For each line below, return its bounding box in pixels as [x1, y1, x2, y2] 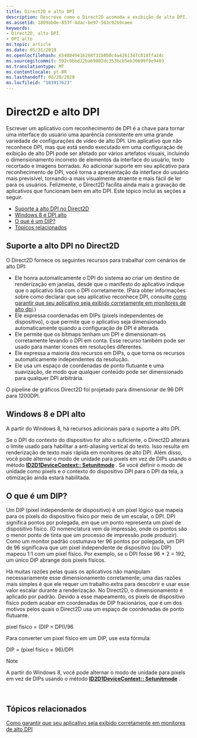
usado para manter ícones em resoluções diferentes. [14, 343, 143, 350]
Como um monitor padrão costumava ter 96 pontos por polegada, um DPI [6, 538, 185, 545]
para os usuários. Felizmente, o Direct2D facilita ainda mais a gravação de [6, 181, 186, 188]
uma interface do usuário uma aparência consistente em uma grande [6, 131, 173, 138]
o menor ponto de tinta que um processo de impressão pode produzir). [6, 532, 178, 539]
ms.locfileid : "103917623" [6, 80, 72, 86]
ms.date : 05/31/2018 [6, 47, 57, 53]
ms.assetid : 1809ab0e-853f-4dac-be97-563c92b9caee [6, 19, 133, 25]
